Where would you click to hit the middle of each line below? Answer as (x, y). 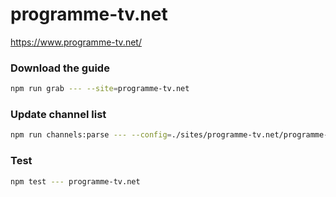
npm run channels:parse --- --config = (91, 135)
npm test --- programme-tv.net (75, 181)
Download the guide (60, 68)
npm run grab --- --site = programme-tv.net (100, 89)
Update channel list (58, 115)
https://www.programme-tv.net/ (76, 42)
